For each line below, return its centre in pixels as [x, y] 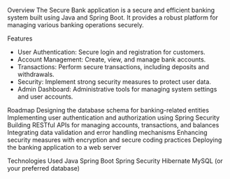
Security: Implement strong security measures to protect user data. [114, 82]
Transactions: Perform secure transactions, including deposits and [113, 67]
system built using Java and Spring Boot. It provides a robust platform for [113, 17]
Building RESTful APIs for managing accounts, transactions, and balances [113, 125]
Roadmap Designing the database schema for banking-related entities [108, 110]
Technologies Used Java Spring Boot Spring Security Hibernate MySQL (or [115, 161]
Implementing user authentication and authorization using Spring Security [114, 117]
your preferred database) [44, 168]
